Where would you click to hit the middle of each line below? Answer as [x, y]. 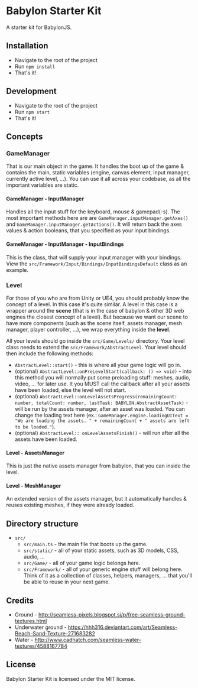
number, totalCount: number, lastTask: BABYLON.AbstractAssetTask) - [101, 403]
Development [32, 91]
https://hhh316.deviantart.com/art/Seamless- [123, 627]
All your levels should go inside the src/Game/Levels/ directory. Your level [95, 340]
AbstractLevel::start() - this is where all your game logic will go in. [98, 365]
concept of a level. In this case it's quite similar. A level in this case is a [92, 304]
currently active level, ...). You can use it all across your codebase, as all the [98, 179]
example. [17, 270]
